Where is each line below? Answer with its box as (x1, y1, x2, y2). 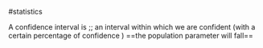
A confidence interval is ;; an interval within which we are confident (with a (8, 22, 256, 31)
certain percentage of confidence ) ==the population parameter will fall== (8, 31, 253, 40)
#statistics (8, 7, 43, 16)
